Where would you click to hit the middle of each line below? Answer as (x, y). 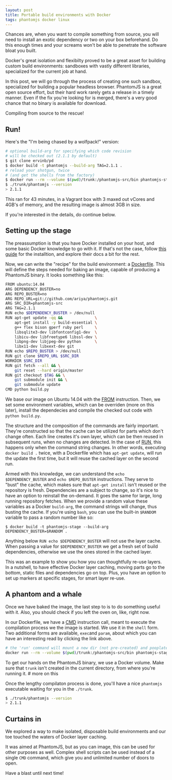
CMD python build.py (27, 389)
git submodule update (37, 385)
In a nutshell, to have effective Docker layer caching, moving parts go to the (85, 567)
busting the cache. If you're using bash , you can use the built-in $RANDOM (81, 512)
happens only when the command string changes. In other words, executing (86, 447)
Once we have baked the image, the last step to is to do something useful (83, 606)
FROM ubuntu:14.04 (25, 284)
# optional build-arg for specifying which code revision (68, 151)
